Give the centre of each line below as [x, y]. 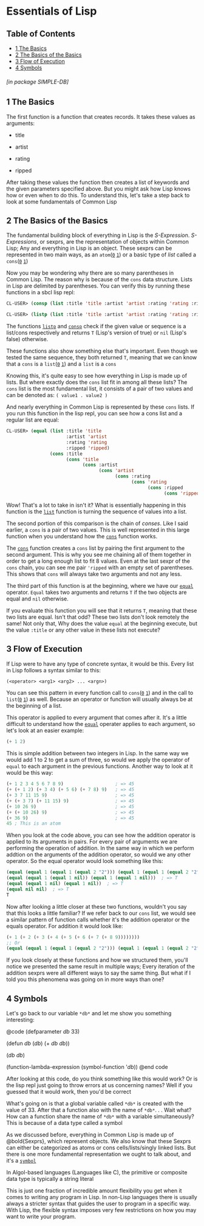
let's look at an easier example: [45, 731]
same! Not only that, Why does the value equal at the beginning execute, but [102, 623]
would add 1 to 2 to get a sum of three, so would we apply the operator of [98, 760]
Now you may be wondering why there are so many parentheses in [90, 273]
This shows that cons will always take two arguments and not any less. [94, 574]
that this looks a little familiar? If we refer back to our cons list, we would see [101, 913]
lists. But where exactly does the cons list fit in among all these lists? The [97, 382]
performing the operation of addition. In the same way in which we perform [100, 848]
